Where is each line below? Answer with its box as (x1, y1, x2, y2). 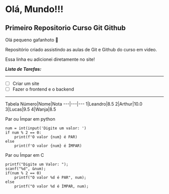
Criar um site (12, 80, 39, 86)
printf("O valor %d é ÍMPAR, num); (14, 184, 89, 189)
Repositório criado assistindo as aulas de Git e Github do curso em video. (5, 47, 157, 52)
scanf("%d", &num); (5, 166, 46, 171)
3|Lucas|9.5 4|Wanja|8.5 (5, 107, 56, 113)
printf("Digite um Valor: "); (5, 162, 69, 167)
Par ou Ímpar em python (5, 116, 55, 122)
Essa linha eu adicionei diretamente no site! (5, 56, 95, 62)
